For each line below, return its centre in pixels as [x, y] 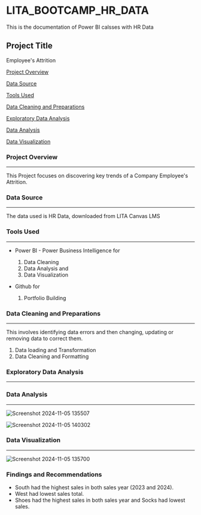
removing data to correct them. [45, 338]
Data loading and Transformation [55, 350]
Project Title [29, 46]
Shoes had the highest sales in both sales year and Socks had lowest [100, 500]
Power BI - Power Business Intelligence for [67, 250]
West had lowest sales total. [49, 494]
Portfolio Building [45, 298]
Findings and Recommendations [54, 474]
